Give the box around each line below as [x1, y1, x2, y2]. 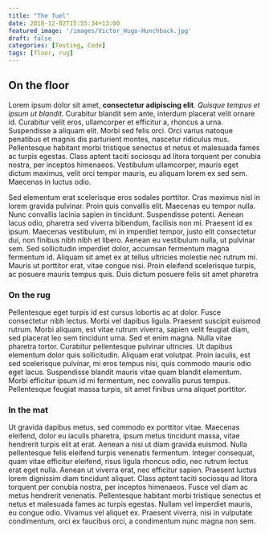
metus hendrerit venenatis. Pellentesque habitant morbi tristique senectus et [8, 491, 262, 500]
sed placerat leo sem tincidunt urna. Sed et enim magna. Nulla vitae [8, 333, 232, 343]
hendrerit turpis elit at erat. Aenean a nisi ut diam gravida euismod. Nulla [8, 439, 247, 450]
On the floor [8, 79, 70, 92]
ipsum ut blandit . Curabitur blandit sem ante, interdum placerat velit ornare [8, 108, 255, 118]
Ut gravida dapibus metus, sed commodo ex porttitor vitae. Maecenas [8, 422, 240, 432]
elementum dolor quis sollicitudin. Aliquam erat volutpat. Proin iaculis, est [8, 350, 251, 360]
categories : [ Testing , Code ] [8, 42, 106, 50]
